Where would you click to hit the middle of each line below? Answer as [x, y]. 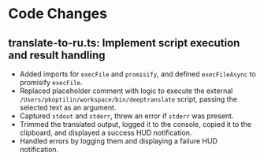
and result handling [57, 55]
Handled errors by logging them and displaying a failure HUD [119, 141]
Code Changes [58, 14]
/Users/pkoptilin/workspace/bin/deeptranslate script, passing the [128, 99]
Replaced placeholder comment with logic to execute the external [126, 91]
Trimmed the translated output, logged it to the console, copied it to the [136, 124]
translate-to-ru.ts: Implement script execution [124, 43]
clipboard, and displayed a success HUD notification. [106, 132]
